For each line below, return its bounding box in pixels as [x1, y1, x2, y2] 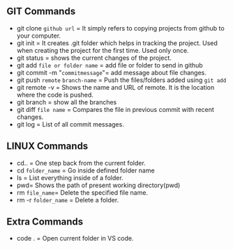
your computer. [16, 31, 61, 40]
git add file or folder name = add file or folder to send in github [16, 61, 203, 69]
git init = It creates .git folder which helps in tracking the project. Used [16, 38, 218, 47]
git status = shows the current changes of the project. [16, 54, 172, 62]
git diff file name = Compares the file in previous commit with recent [16, 105, 214, 113]
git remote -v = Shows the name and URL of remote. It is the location [16, 83, 215, 91]
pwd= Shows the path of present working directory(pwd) [16, 181, 181, 189]
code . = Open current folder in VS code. [16, 234, 134, 243]
